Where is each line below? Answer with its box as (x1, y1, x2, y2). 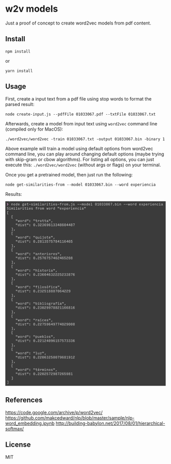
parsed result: (5, 101, 35, 107)
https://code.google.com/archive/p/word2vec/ (5, 409, 103, 416)
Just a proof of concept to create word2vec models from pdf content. (5, 20, 152, 26)
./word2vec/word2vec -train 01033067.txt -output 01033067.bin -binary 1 (5, 136, 165, 142)
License (5, 441, 31, 449)
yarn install (5, 68, 33, 73)
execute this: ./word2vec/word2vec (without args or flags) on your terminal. (5, 162, 161, 168)
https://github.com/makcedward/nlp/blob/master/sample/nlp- (5, 415, 135, 421)
